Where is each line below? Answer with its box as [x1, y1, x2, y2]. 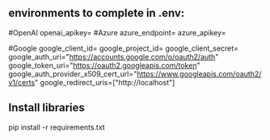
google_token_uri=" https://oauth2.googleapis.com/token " [8, 60, 200, 70]
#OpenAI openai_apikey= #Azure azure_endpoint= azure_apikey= [8, 27, 226, 37]
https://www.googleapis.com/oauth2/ [136, 68, 262, 79]
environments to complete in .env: [8, 6, 185, 20]
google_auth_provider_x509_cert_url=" [8, 68, 137, 79]
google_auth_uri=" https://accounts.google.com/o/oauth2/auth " [8, 51, 219, 61]
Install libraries [8, 101, 85, 115]
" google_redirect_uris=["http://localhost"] [35, 77, 175, 87]
